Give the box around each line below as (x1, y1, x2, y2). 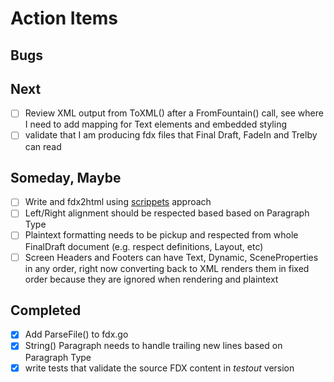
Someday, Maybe (10, 169, 122, 186)
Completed (10, 302, 82, 319)
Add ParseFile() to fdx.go (24, 328, 129, 341)
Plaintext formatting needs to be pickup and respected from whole (24, 229, 299, 241)
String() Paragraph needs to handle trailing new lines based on (24, 340, 283, 352)
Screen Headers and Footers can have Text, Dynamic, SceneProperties (24, 251, 319, 263)
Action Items (10, 7, 118, 30)
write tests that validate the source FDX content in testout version (24, 362, 295, 374)
